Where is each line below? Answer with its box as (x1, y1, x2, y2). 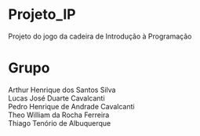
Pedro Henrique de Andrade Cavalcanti (8, 101, 135, 111)
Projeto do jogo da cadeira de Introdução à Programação (8, 31, 192, 41)
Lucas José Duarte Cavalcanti (8, 93, 105, 103)
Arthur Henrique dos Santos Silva (8, 85, 116, 94)
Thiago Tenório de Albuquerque (8, 118, 111, 127)
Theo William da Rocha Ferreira (8, 110, 110, 119)
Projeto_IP (8, 6, 76, 24)
